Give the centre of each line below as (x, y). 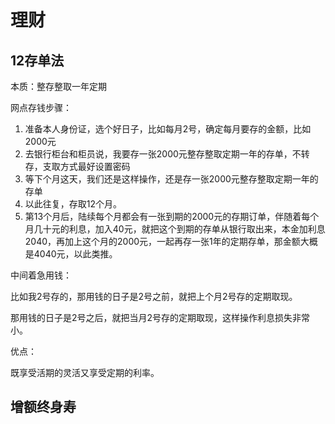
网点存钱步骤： (41, 107)
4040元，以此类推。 (75, 254)
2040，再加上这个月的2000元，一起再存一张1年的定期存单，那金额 (162, 241)
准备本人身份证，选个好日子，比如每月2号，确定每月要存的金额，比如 (168, 129)
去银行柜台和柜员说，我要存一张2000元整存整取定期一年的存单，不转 (167, 154)
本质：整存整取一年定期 (58, 86)
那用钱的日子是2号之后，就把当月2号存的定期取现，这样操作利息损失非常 (160, 317)
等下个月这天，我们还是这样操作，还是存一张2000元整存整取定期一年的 (171, 179)
